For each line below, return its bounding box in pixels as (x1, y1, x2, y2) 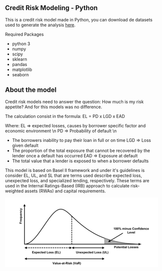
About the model (5, 86, 57, 94)
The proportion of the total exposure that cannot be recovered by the (12, 148, 150, 153)
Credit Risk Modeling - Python (5, 4, 98, 12)
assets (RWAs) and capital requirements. (24, 188, 106, 194)
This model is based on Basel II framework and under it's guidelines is (5, 167, 145, 173)
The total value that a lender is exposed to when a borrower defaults (12, 158, 149, 164)
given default (12, 142, 39, 148)
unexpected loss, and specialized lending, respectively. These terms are (5, 177, 149, 184)
